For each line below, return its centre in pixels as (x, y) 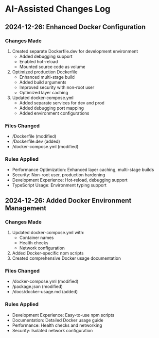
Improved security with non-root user (57, 87)
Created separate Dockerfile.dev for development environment (75, 51)
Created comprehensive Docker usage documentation (66, 258)
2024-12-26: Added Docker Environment (68, 200)
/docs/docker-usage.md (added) (45, 292)
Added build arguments (43, 82)
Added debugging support (46, 56)
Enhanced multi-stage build (47, 77)
